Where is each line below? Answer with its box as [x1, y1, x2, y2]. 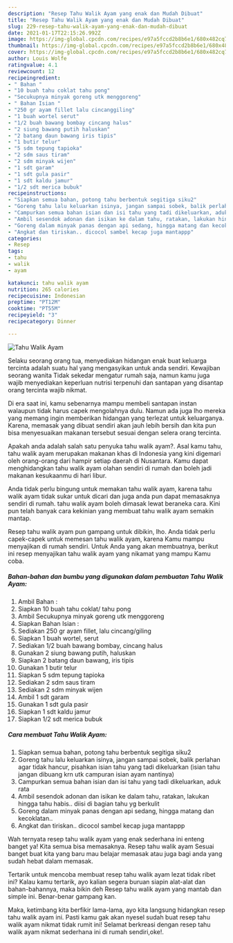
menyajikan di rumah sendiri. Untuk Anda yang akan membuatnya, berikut [8, 542, 218, 550]
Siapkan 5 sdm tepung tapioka [17, 671, 105, 679]
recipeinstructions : [8, 190, 68, 197]
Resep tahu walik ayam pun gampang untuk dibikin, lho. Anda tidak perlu [8, 527, 215, 535]
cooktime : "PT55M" [8, 305, 61, 312]
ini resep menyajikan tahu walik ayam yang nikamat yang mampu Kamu [8, 549, 211, 558]
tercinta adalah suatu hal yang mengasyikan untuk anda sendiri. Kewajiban [8, 363, 221, 372]
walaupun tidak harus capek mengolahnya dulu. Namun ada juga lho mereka [8, 406, 226, 415]
